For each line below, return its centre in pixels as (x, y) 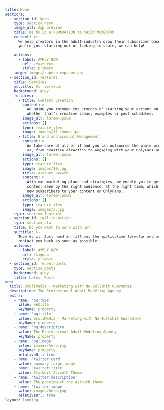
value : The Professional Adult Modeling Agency (67, 332)
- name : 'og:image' (34, 341)
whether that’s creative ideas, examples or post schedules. (90, 114)
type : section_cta (32, 223)
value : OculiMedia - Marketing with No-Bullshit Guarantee (79, 318)
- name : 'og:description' (40, 327)
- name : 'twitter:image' (39, 387)
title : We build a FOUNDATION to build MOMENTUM (64, 32)
